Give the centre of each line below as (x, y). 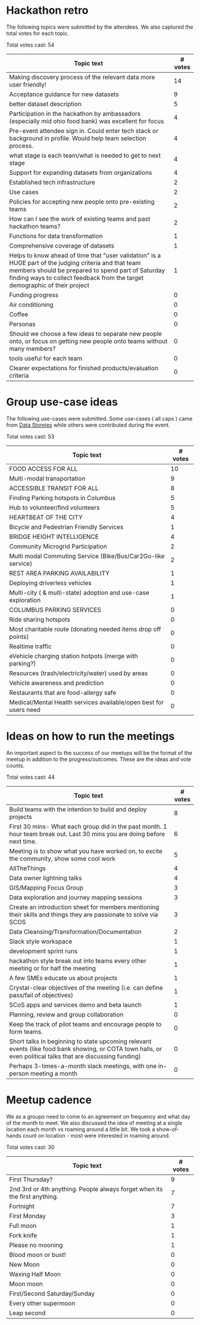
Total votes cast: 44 (31, 777)
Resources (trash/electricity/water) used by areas (79, 673)
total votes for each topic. (38, 33)
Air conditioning (31, 304)
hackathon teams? (35, 226)
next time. (23, 841)
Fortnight (22, 1206)
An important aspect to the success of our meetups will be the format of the (99, 753)
